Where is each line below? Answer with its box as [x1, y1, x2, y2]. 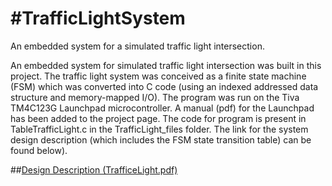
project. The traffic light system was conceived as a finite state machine [10, 70, 307, 82]
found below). [10, 144, 68, 156]
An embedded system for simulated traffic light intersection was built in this [10, 59, 322, 71]
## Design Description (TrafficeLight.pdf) [10, 163, 178, 176]
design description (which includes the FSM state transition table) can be [10, 133, 312, 146]
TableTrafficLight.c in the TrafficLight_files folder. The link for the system [10, 123, 309, 135]
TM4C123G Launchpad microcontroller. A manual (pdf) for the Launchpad [10, 102, 315, 114]
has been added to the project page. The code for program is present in [10, 112, 307, 124]
